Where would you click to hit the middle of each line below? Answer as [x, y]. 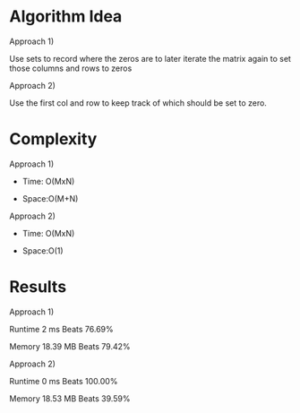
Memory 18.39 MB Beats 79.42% [70, 346]
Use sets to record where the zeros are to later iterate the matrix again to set [150, 58]
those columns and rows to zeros [71, 68]
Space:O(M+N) [50, 198]
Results [38, 287]
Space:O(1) [43, 250]
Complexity [53, 139]
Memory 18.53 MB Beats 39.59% [70, 398]
